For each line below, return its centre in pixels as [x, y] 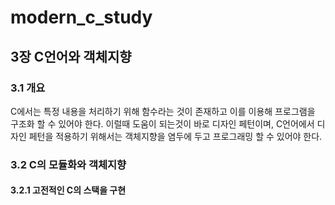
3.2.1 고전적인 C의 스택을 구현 [68, 190]
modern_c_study [81, 17]
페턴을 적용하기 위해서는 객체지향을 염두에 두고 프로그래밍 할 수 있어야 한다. [175, 136]
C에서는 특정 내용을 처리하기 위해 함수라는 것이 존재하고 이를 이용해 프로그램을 [163, 111]
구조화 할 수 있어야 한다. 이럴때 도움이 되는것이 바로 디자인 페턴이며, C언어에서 [162, 123]
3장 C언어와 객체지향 [71, 56]
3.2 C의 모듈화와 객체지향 [68, 164]
